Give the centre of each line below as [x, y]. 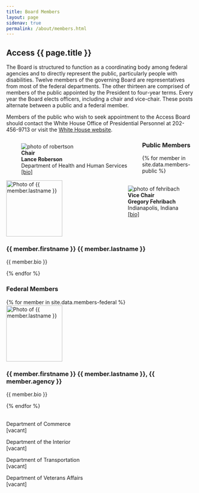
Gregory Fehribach [152, 202]
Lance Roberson [42, 159]
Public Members [166, 145]
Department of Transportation [43, 459]
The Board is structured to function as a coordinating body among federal [97, 67]
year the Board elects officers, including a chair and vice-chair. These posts [99, 99]
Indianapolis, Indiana [153, 208]
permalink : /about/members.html [46, 28]
